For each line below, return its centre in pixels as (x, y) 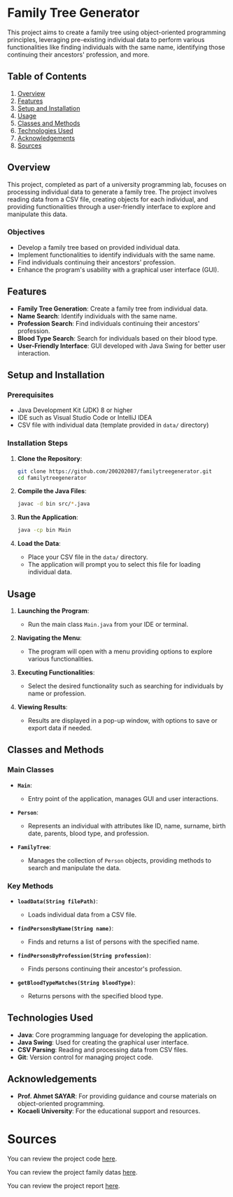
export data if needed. (60, 728)
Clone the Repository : (50, 458)
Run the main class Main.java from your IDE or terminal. (108, 624)
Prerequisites (30, 395)
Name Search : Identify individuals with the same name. (97, 316)
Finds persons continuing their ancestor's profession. (105, 969)
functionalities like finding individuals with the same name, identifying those (116, 47)
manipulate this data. (37, 214)
